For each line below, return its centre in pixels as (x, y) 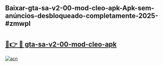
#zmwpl (18, 24)
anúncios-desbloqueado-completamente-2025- (82, 16)
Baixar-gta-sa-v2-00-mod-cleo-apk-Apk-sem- (80, 8)
